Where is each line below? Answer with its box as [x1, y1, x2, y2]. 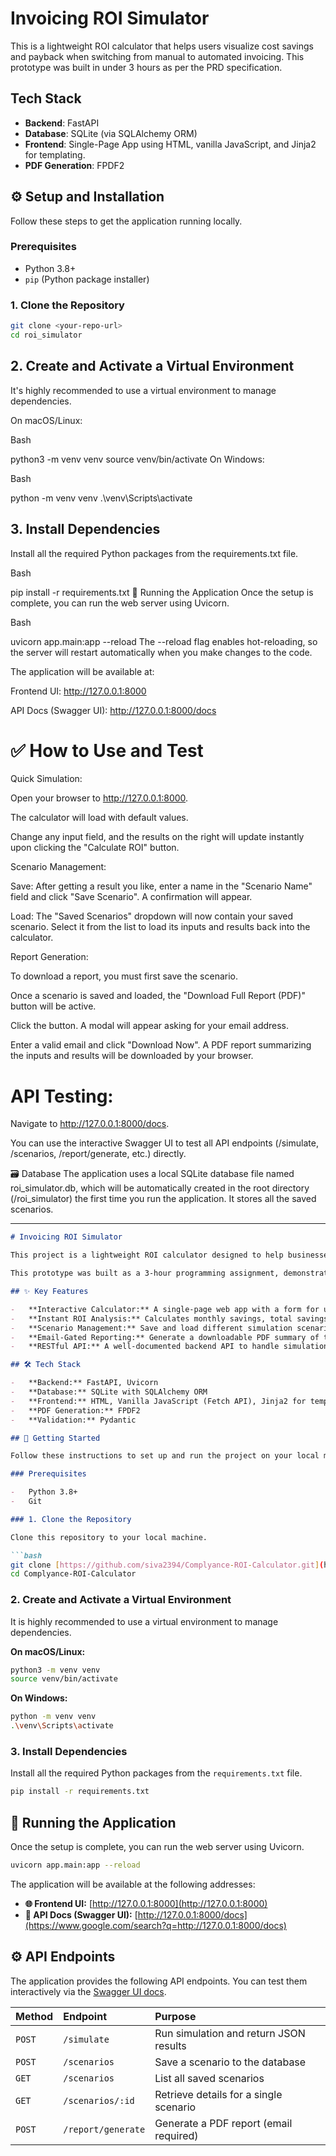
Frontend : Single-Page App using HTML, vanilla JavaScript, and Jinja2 [24, 138, 317, 150]
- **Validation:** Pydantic [10, 1415, 137, 1425]
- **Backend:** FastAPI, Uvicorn [10, 1378, 159, 1388]
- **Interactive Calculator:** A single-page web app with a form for [10, 1304, 320, 1314]
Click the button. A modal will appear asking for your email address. [10, 1020, 290, 1032]
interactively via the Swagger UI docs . [10, 1985, 167, 1997]
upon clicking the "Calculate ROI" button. [10, 842, 180, 854]
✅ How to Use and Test [10, 739, 204, 762]
